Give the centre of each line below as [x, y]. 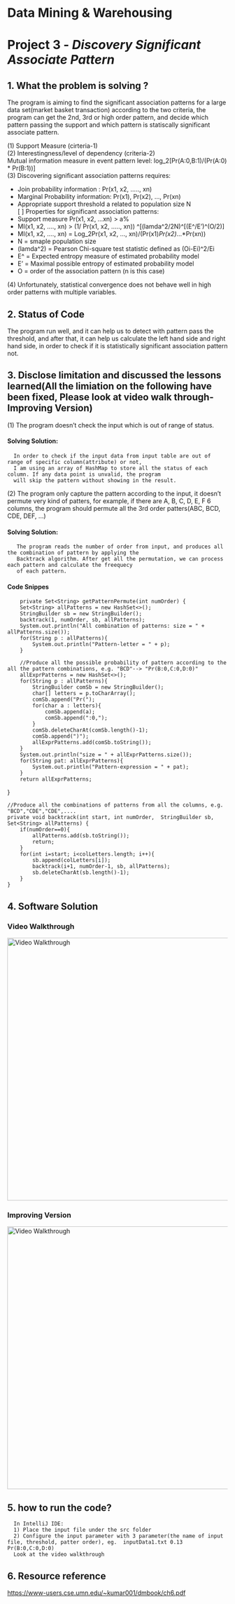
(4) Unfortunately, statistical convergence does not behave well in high [109, 285]
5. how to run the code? [59, 1508]
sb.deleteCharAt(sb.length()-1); [81, 873]
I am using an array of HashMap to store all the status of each [111, 468]
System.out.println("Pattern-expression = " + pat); [111, 767]
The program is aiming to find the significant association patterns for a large [117, 102]
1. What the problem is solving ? [78, 85]
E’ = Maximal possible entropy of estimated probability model [106, 263]
